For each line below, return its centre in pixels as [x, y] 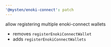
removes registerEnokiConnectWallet [52, 33]
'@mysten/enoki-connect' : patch [39, 10]
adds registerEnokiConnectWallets [49, 39]
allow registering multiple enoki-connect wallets [55, 24]
